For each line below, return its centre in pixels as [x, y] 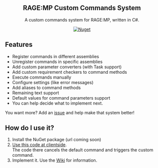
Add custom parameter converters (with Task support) [67, 67]
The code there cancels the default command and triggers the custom [83, 150]
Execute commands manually [42, 77]
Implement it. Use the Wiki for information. [55, 160]
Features [19, 45]
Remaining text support [36, 93]
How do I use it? [30, 128]
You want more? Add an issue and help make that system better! [70, 112]
